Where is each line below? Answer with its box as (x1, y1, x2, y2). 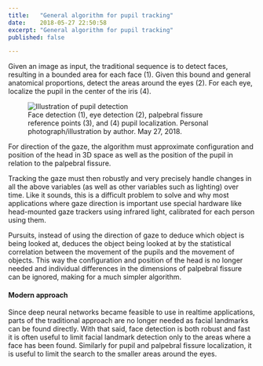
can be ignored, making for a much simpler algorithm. (8, 272, 182, 282)
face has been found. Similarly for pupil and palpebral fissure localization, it (8, 341, 253, 350)
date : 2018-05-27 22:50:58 (8, 19, 108, 27)
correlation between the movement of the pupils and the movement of (8, 248, 236, 257)
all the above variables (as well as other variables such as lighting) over (8, 182, 239, 192)
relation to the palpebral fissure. (8, 158, 111, 169)
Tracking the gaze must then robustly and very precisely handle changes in (8, 174, 252, 183)
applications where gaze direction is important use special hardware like (8, 199, 242, 208)
